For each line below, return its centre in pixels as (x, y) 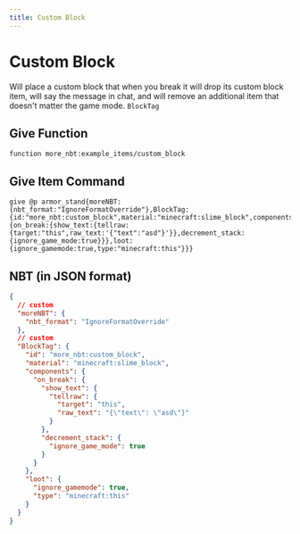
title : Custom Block (48, 17)
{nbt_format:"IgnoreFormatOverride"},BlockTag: (100, 210)
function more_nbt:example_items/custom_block (97, 154)
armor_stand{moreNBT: (82, 202)
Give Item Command (67, 181)
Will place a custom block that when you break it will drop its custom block (146, 87)
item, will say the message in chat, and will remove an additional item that (144, 96)
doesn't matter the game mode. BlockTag (84, 105)
